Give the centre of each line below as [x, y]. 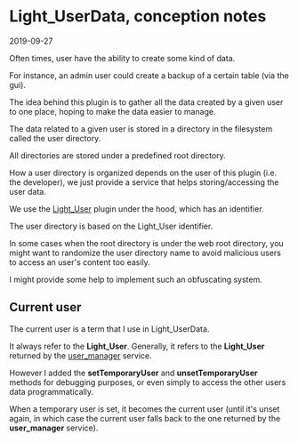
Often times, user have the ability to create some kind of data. [122, 58]
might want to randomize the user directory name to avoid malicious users [145, 253]
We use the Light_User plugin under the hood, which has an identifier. [137, 209]
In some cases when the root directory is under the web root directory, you [147, 243]
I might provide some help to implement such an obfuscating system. [136, 279]
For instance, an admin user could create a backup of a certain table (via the [149, 75]
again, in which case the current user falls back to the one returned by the [145, 418]
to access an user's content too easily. [80, 262]
